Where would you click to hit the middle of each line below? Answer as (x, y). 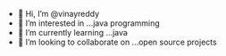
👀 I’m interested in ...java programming (89, 23)
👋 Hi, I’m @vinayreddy (59, 14)
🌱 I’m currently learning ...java (72, 32)
